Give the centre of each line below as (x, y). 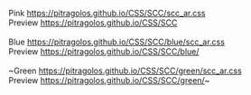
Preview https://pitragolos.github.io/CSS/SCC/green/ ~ (109, 80)
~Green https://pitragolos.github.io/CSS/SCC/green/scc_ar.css (125, 71)
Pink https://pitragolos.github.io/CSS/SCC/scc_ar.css (107, 13)
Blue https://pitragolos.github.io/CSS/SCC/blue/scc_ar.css (116, 42)
